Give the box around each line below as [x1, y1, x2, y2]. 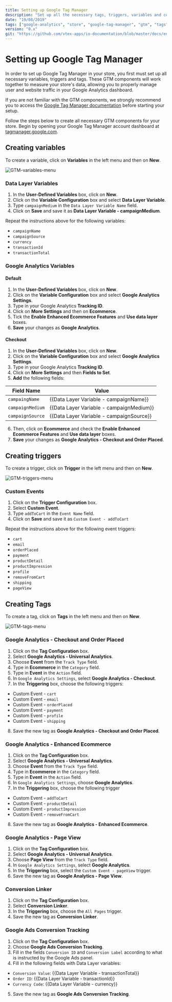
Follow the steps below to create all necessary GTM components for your [5, 118, 160, 124]
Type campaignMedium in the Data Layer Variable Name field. [12, 202, 138, 208]
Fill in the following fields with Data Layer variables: [12, 960, 121, 966]
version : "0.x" [5, 27, 38, 32]
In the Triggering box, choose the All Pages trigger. [12, 908, 123, 914]
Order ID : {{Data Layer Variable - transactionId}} [12, 975, 115, 981]
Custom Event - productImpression [12, 805, 86, 812]
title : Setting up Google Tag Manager [5, 7, 88, 13]
